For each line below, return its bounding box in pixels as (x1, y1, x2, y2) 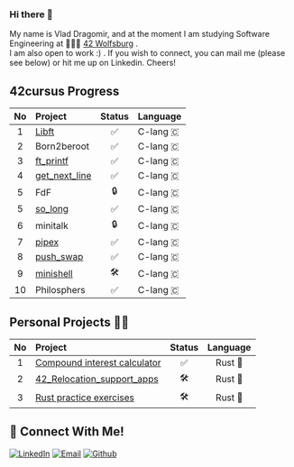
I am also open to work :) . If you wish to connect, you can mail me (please (9, 48, 286, 59)
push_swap (35, 251, 84, 263)
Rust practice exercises (35, 391, 135, 404)
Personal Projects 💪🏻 (9, 315, 129, 330)
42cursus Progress (9, 83, 120, 98)
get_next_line (35, 169, 92, 182)
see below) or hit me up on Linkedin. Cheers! (9, 58, 176, 69)
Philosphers (35, 284, 86, 297)
